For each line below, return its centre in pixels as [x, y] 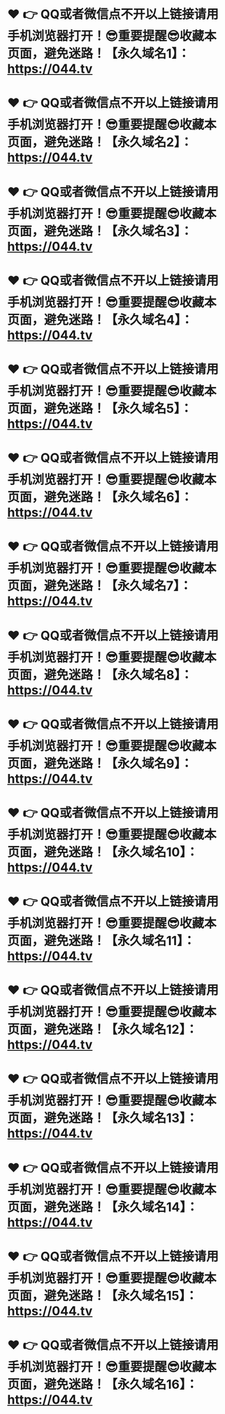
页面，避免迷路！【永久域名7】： [100, 586]
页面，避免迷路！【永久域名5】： [100, 408]
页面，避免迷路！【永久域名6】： [100, 497]
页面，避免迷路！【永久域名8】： [100, 675]
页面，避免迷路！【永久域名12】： [102, 1029]
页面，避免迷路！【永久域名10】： [103, 852]
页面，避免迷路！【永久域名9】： [100, 763]
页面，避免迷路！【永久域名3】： [100, 231]
